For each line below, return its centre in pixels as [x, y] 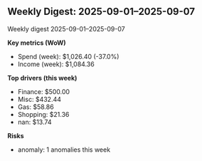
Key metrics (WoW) [37, 43]
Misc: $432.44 [39, 99]
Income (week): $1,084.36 [56, 64]
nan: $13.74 [34, 122]
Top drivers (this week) [42, 78]
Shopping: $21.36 [43, 114]
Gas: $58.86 [36, 107]
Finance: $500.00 [43, 91]
